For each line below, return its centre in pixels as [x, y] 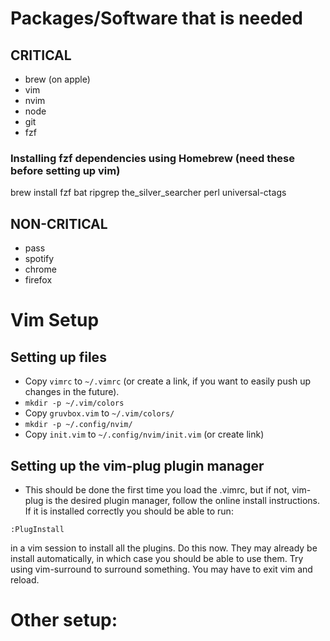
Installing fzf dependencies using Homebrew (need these [153, 158]
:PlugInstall [37, 529]
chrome [40, 269]
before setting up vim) [65, 170]
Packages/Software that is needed [156, 18]
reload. [25, 579]
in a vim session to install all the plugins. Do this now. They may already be [164, 548]
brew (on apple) [57, 79]
